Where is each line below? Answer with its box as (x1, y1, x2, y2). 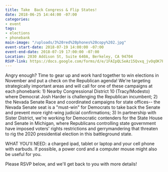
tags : (5, 26, 16, 31)
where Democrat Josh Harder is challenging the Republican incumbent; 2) (5, 94, 158, 100)
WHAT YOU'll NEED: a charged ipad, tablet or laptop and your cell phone (5, 141, 155, 147)
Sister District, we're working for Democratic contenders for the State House (5, 115, 163, 121)
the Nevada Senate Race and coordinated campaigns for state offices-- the (5, 99, 161, 105)
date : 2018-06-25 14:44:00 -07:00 (5, 12, 77, 17)
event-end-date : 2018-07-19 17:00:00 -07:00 (5, 49, 99, 54)
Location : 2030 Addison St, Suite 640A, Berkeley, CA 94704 (5, 54, 133, 59)
